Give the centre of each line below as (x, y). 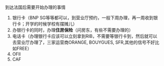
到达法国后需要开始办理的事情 (35, 7)
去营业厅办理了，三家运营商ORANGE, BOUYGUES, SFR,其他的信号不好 (83, 42)
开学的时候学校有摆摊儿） (51, 24)
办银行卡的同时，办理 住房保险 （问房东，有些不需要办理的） (73, 30)
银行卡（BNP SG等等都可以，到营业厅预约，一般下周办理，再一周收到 (83, 18)
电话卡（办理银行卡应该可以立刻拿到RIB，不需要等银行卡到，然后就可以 (85, 36)
